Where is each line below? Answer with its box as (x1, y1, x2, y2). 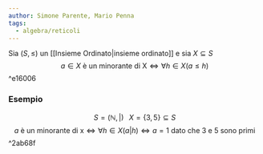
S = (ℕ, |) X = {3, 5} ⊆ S (93, 112, 176, 122)
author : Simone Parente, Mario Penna (8, 11, 135, 20)
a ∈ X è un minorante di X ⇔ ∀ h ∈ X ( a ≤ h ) (60, 61, 209, 71)
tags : (8, 19, 26, 27)
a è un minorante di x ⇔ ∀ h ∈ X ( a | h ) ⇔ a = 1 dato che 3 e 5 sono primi (14, 125, 256, 135)
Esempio (8, 94, 43, 105)
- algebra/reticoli (15, 26, 81, 34)
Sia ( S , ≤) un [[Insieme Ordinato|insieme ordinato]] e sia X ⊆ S (8, 49, 213, 59)
